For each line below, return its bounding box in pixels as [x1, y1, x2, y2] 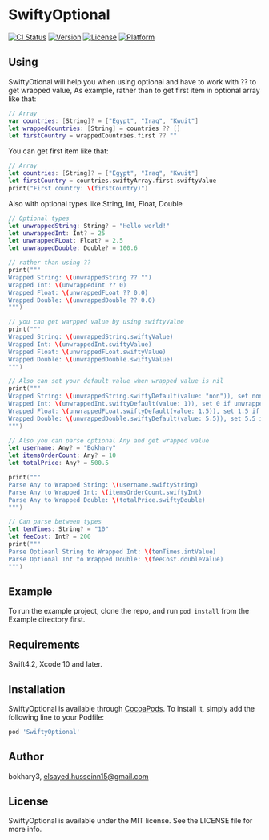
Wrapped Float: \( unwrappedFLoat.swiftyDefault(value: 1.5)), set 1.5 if [8, 407, 260, 415]
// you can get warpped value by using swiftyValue [8, 318, 184, 326]
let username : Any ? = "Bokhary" [8, 444, 116, 452]
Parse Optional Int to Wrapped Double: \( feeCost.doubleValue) [8, 555, 224, 563]
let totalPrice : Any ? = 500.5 [8, 459, 110, 467]
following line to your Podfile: [8, 712, 105, 722]
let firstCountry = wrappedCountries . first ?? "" [8, 132, 178, 140]
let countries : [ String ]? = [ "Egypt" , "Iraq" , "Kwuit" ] [8, 169, 199, 177]
